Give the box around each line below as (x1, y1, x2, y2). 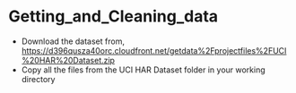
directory (21, 73, 56, 84)
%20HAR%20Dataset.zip (21, 55, 116, 65)
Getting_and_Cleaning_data (8, 6, 219, 27)
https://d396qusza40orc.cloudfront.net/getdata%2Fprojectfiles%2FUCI (21, 45, 287, 55)
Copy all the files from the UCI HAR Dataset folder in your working (21, 64, 266, 75)
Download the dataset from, (21, 36, 125, 46)
